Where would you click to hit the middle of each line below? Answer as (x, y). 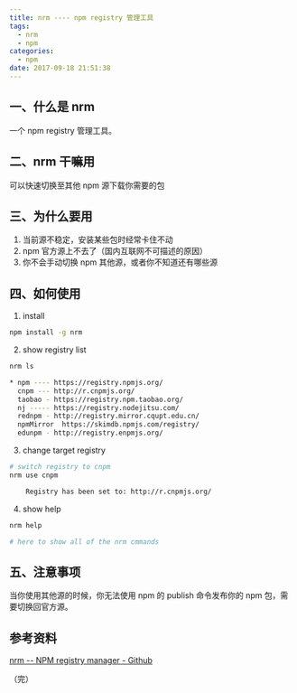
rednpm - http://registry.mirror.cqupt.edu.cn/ (109, 417)
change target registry (64, 450)
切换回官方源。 (45, 607)
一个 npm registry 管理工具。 (63, 130)
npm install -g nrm (46, 332)
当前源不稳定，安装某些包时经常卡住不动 (97, 239)
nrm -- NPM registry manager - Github (81, 660)
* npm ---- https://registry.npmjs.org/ (87, 382)
